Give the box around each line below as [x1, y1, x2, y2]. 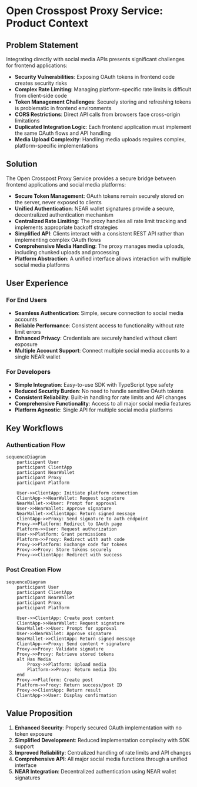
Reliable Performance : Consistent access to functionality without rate [14, 322, 185, 329]
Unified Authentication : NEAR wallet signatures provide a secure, [14, 205, 175, 212]
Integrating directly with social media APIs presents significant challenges [6, 56, 185, 62]
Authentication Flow [6, 441, 66, 449]
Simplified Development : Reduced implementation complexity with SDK [14, 736, 190, 743]
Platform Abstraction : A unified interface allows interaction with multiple [14, 255, 191, 262]
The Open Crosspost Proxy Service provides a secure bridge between [6, 175, 176, 182]
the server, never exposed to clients [14, 198, 102, 205]
